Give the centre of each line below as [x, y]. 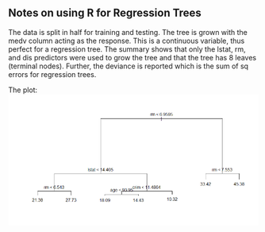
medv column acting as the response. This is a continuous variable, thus [127, 41]
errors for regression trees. [52, 74]
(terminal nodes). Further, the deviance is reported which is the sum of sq [128, 66]
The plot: [23, 90]
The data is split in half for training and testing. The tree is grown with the [128, 32]
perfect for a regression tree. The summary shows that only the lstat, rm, [127, 49]
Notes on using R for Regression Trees [105, 13]
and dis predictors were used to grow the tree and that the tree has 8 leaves [132, 57]
